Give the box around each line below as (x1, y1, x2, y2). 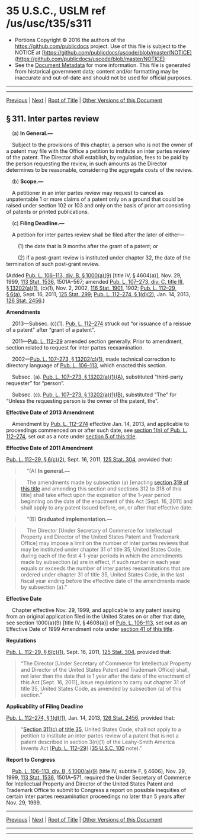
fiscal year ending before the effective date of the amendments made (20, 577, 191, 584)
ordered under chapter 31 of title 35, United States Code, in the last (20, 570, 185, 578)
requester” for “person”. (6, 379, 65, 386)
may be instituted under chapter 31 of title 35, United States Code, (20, 546, 182, 553)
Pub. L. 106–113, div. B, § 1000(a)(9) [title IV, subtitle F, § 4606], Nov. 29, (11, 767, 187, 774)
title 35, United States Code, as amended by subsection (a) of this (20, 685, 182, 692)
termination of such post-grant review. (6, 260, 100, 267)
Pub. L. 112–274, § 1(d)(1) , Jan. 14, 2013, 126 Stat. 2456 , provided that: (6, 714, 175, 721)
